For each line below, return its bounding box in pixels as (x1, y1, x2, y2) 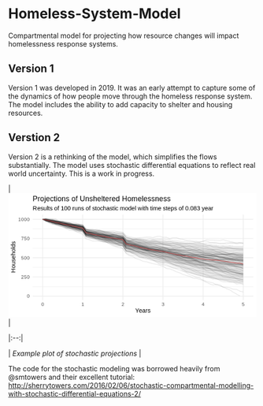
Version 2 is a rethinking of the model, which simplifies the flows (8, 151, 217, 162)
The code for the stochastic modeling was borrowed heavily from (8, 363, 220, 373)
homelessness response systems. (8, 39, 118, 48)
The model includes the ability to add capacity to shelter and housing (8, 99, 233, 109)
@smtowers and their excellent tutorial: (8, 372, 135, 382)
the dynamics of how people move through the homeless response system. (8, 91, 253, 101)
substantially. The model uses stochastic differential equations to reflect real (8, 160, 256, 169)
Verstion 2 (8, 131, 61, 144)
